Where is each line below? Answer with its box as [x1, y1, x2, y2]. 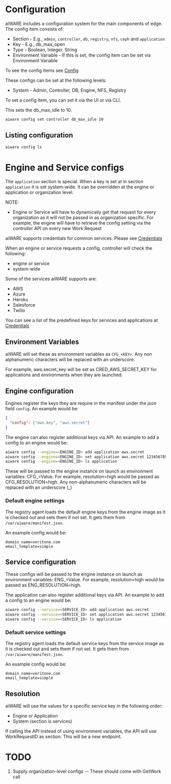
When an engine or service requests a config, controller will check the [5, 245, 153, 251]
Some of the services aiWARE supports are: [5, 276, 97, 282]
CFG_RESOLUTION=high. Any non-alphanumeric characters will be [5, 479, 147, 485]
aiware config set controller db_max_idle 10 [5, 116, 103, 122]
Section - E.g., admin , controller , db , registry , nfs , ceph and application [12, 36, 165, 42]
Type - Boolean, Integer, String [12, 46, 77, 53]
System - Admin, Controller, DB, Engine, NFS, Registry [12, 87, 126, 93]
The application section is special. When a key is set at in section [5, 179, 144, 185]
